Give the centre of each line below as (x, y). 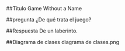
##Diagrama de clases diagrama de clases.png (63, 42)
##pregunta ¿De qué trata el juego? (49, 19)
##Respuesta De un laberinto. (42, 31)
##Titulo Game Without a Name (44, 8)
